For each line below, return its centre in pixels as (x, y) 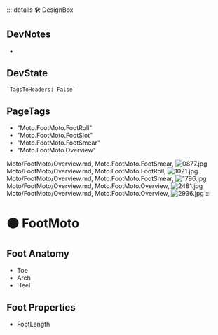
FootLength (33, 325)
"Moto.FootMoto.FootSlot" (55, 136)
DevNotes (29, 35)
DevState (27, 73)
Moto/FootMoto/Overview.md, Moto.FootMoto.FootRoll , (86, 171)
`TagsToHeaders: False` (41, 90)
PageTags (28, 111)
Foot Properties (41, 307)
